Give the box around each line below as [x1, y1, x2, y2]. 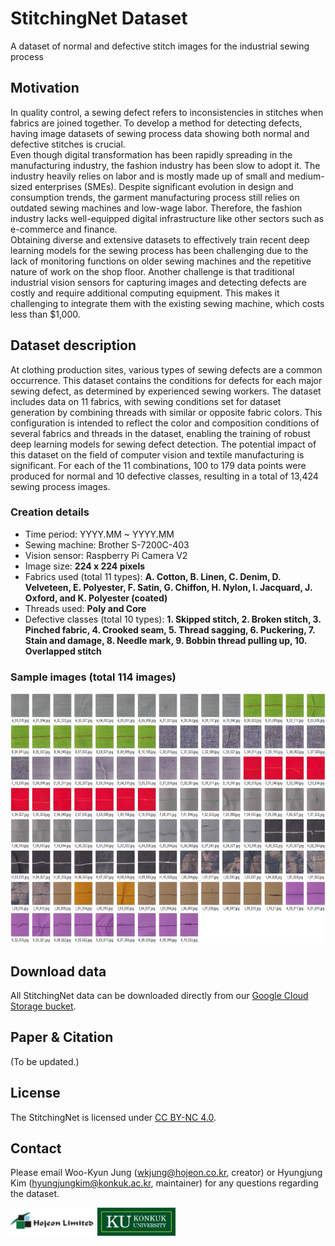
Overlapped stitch [24, 645, 102, 657]
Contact [10, 1140, 62, 1157]
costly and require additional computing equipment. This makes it [10, 287, 280, 299]
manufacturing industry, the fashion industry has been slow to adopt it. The [10, 159, 321, 171]
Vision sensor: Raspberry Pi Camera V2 [24, 549, 188, 561]
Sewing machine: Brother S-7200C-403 [24, 538, 190, 551]
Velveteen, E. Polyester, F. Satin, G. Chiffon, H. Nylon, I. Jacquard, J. [24, 581, 313, 593]
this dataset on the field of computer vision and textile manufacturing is [10, 448, 305, 461]
